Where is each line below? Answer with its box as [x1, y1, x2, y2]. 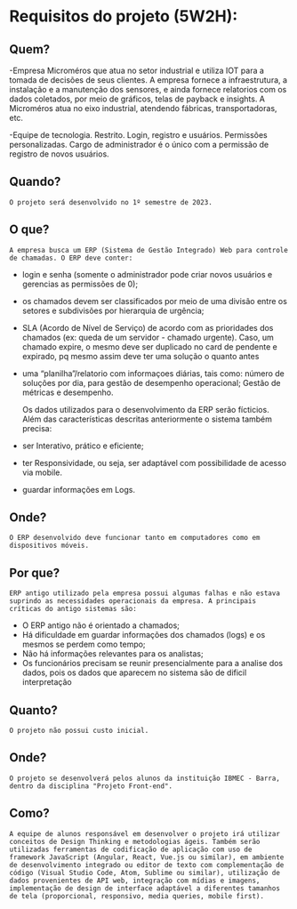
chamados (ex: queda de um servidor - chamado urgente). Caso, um [21, 332, 274, 342]
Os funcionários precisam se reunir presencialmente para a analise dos [21, 658, 283, 669]
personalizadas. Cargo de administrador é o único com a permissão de [9, 140, 269, 149]
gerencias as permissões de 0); [21, 278, 139, 289]
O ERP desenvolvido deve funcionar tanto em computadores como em [9, 534, 261, 543]
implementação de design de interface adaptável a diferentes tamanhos [9, 883, 280, 893]
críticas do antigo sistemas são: [9, 605, 138, 614]
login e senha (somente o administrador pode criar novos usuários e [21, 269, 273, 279]
